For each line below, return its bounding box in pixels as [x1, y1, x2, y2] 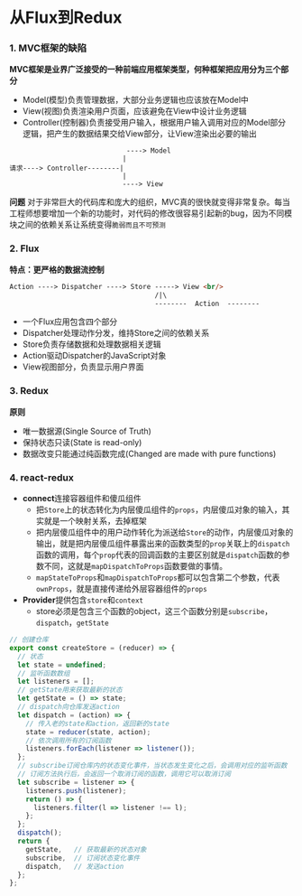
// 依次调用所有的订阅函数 [25, 736, 112, 745]
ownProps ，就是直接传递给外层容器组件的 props [35, 583, 207, 593]
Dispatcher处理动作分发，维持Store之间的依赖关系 [22, 328, 210, 339]
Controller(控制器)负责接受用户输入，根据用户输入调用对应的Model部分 [22, 117, 287, 128]
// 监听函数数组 [17, 668, 70, 677]
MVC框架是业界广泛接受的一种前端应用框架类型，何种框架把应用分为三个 [9, 64, 281, 75]
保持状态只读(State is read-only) [22, 436, 142, 447]
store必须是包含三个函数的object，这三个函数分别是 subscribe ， [35, 606, 273, 616]
